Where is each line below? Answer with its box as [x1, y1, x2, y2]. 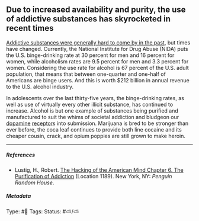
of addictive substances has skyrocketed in [6, 14, 171, 24]
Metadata [6, 193, 31, 200]
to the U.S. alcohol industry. [6, 83, 74, 90]
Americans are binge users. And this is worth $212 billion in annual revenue [6, 76, 190, 84]
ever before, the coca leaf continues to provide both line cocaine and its [6, 126, 182, 133]
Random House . [14, 179, 54, 186]
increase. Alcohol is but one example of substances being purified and [6, 107, 179, 114]
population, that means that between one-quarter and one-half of [6, 71, 166, 78]
